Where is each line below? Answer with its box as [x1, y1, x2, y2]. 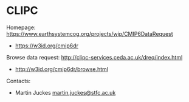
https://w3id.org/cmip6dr [15, 42, 79, 49]
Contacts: [6, 77, 31, 84]
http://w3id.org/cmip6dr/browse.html [15, 65, 108, 73]
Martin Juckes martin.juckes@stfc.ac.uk [15, 89, 116, 96]
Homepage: [6, 24, 36, 31]
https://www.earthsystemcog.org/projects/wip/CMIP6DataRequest [6, 30, 173, 37]
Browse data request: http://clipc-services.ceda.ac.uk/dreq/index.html [6, 53, 183, 61]
